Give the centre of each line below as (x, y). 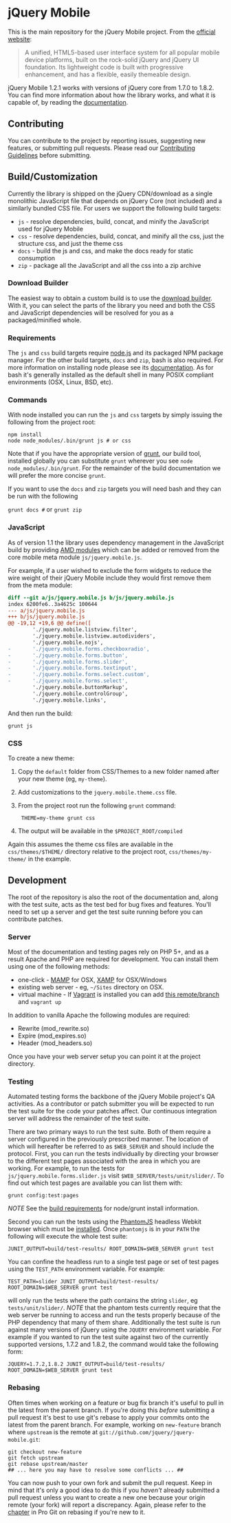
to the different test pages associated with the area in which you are (104, 1161)
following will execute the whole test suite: (68, 1237)
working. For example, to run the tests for (66, 1168)
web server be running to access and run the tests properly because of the (114, 1315)
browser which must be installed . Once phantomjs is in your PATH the (104, 1229)
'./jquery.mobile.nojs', (68, 642)
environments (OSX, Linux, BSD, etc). (60, 382)
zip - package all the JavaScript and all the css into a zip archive (109, 265)
